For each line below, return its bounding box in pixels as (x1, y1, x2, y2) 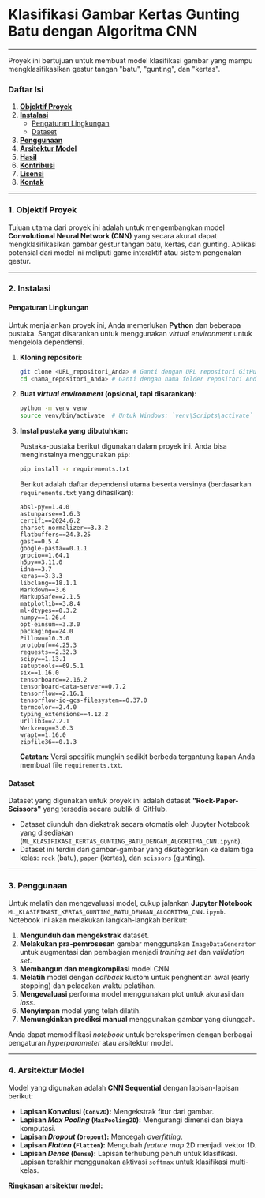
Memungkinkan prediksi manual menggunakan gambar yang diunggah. (19, 1014, 256, 1023)
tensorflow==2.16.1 (19, 689, 84, 698)
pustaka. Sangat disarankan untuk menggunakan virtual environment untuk (8, 329, 252, 338)
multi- (229, 1157, 249, 1166)
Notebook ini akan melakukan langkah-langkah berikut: (8, 914, 188, 925)
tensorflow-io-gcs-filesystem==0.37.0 (19, 697, 147, 704)
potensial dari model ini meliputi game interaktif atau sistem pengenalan (8, 247, 242, 257)
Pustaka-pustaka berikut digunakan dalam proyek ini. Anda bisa (19, 441, 227, 451)
